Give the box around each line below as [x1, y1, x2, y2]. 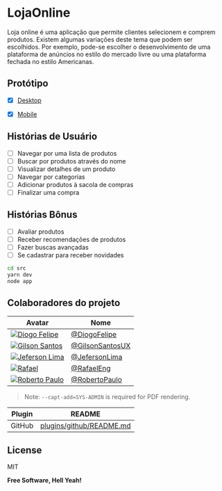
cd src [7, 265, 26, 272]
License [7, 444, 42, 456]
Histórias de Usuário [7, 131, 98, 143]
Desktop [17, 96, 42, 104]
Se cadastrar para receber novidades [17, 251, 124, 259]
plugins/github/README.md [40, 421, 131, 430]
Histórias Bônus [7, 209, 78, 220]
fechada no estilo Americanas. [7, 57, 94, 65]
